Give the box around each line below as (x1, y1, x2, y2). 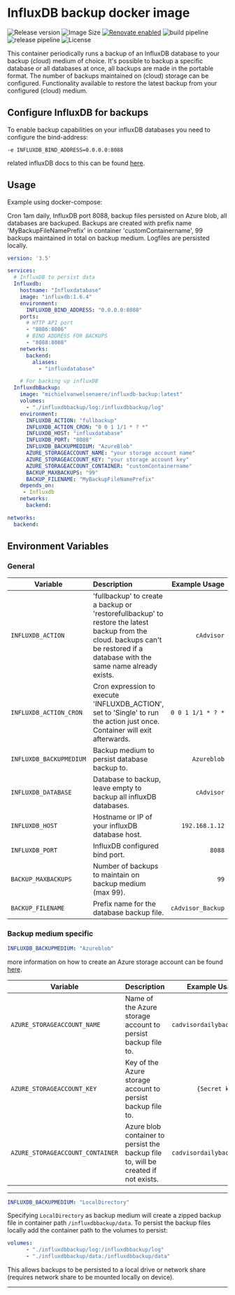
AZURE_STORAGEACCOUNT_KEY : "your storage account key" (25, 456, 190, 463)
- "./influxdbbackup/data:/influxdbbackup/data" (25, 1253, 171, 1260)
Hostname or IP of (92, 812, 152, 822)
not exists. (124, 1174, 159, 1183)
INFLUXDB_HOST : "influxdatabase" (25, 430, 124, 437)
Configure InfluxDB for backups (7, 107, 149, 119)
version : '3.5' (7, 255, 52, 262)
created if (124, 1165, 157, 1175)
